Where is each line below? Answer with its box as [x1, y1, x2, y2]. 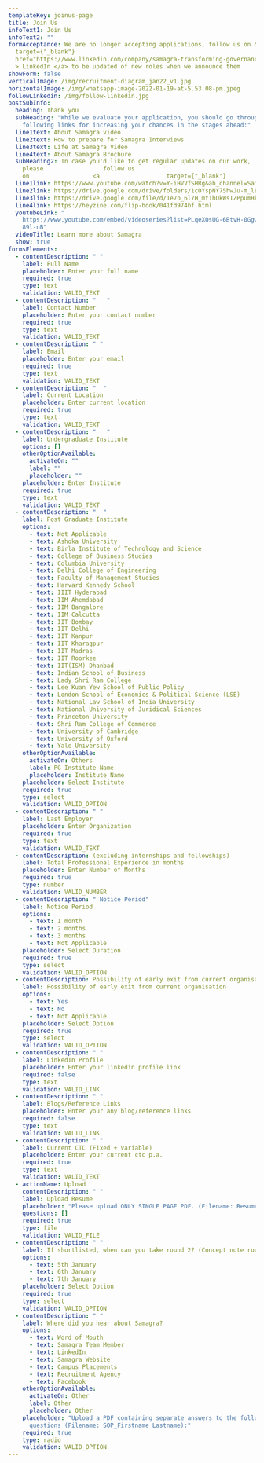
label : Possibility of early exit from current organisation [22, 983, 226, 991]
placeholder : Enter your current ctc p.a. [22, 1151, 163, 1159]
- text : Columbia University [28, 559, 125, 567]
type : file [22, 1224, 58, 1232]
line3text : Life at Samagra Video [15, 143, 128, 151]
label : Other [28, 1399, 72, 1407]
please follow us [22, 165, 135, 173]
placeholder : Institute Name [28, 771, 125, 779]
